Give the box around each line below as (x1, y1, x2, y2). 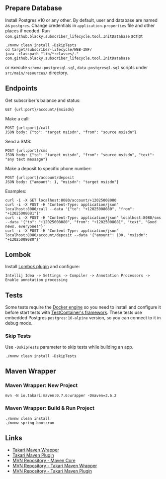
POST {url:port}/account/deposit (5, 175, 75, 180)
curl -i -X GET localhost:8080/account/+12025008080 (5, 197, 117, 203)
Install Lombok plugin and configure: (5, 264, 81, 270)
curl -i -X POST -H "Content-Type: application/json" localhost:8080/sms (5, 215, 162, 220)
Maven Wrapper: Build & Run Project (5, 405, 95, 412)
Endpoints (5, 84, 38, 93)
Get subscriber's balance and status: (5, 97, 81, 103)
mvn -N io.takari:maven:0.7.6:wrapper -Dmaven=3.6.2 (5, 393, 117, 398)
